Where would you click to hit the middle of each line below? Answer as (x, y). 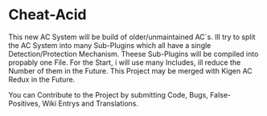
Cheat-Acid (47, 15)
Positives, (25, 103)
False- (221, 94)
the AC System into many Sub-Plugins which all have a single (110, 45)
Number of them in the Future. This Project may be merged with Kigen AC (131, 70)
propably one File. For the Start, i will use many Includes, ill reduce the (125, 62)
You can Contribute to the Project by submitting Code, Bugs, (109, 94)
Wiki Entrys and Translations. (90, 103)
